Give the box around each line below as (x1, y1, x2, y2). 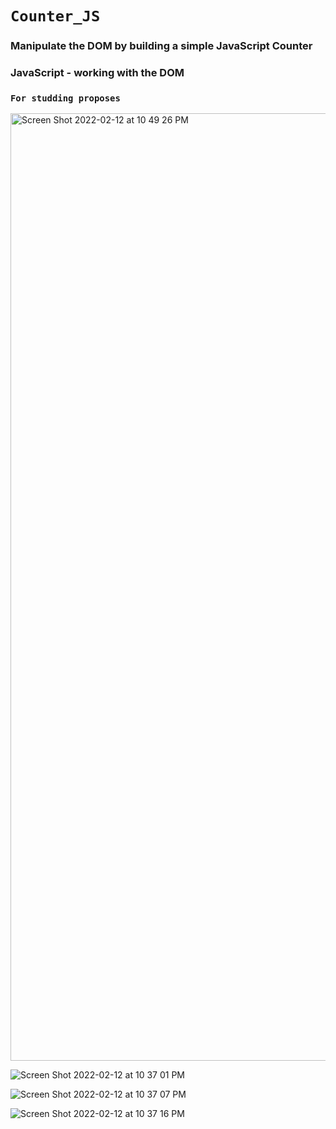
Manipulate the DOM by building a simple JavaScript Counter (10, 39, 313, 53)
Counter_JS (10, 7, 101, 26)
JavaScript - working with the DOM (10, 66, 185, 80)
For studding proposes (10, 92, 121, 104)
